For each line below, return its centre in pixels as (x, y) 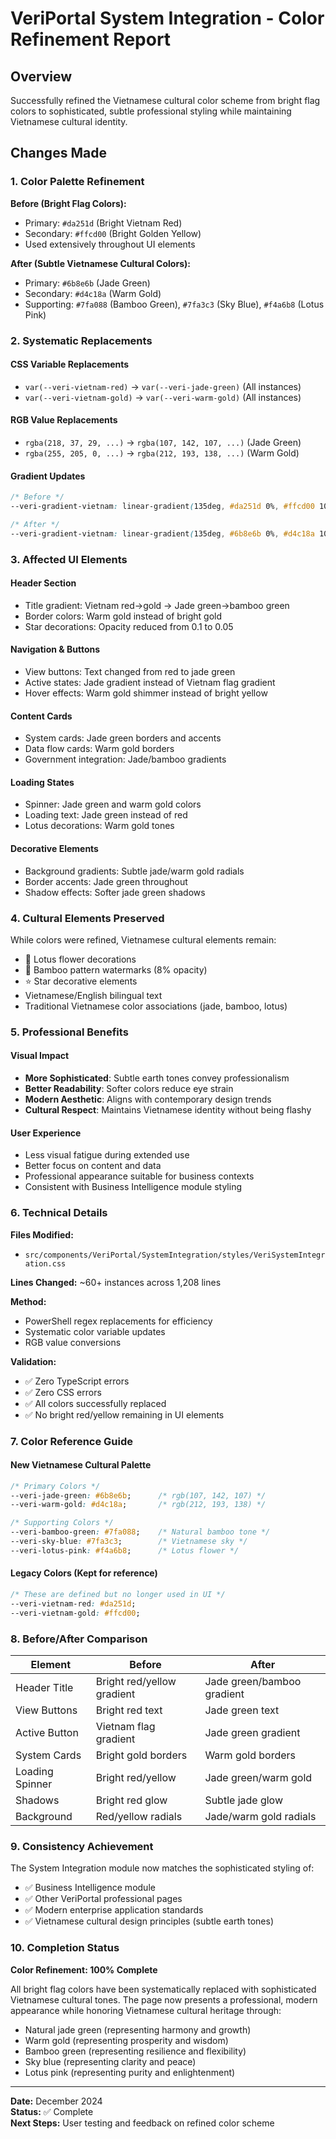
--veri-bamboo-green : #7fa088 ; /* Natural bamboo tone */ (140, 1532)
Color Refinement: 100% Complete (84, 1969)
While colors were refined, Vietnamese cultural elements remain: (143, 939)
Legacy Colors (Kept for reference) (84, 1573)
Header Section (43, 583)
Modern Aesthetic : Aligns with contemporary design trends (148, 1099)
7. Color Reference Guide (72, 1441)
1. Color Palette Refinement (77, 182)
